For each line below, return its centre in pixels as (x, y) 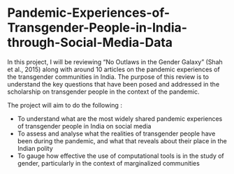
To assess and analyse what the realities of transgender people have (116, 133)
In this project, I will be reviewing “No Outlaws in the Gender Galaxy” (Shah (115, 61)
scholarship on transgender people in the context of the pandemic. (103, 92)
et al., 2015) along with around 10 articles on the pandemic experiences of (114, 69)
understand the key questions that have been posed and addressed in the (114, 84)
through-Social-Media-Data (90, 43)
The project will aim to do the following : (65, 105)
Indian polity (35, 148)
